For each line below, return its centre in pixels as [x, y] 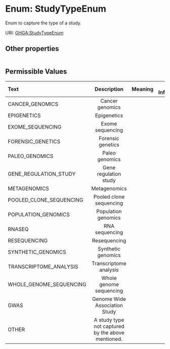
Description [109, 89]
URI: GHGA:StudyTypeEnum [34, 33]
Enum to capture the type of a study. [44, 23]
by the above [109, 332]
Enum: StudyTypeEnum [56, 9]
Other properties [32, 49]
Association [109, 305]
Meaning [142, 89]
